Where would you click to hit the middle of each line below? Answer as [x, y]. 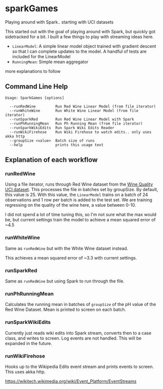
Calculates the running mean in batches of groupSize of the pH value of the [81, 304]
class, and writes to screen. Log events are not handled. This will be [73, 338]
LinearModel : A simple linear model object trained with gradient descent [84, 46]
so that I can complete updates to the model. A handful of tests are [79, 51]
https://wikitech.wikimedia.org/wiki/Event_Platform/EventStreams [71, 381]
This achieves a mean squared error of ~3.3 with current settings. [71, 258]
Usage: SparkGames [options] [35, 98]
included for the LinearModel [41, 56]
